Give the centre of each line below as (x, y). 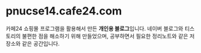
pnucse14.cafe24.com (64, 11)
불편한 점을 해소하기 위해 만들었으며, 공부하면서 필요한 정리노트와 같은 (105, 36)
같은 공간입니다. (41, 43)
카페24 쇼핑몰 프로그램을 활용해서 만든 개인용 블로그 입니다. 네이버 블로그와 (95, 28)
